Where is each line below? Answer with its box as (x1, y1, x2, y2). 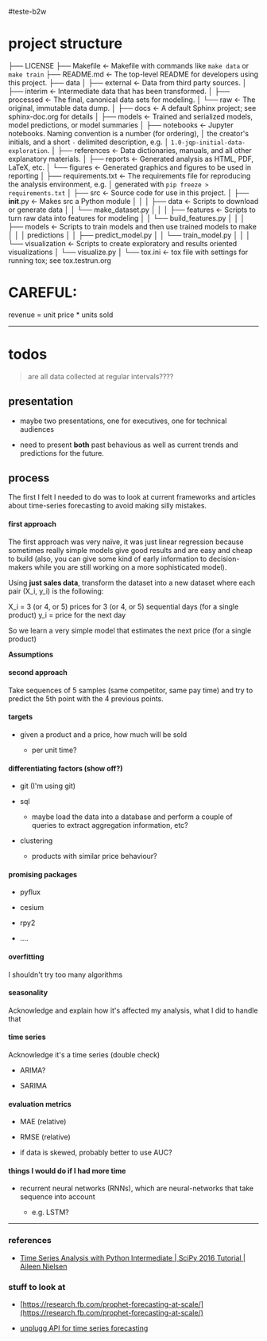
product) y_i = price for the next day (8, 610, 126, 620)
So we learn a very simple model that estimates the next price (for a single (8, 625, 252, 635)
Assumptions (8, 649, 54, 659)
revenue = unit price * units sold (8, 310, 114, 320)
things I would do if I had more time (8, 1166, 126, 1175)
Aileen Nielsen (19, 1261, 68, 1271)
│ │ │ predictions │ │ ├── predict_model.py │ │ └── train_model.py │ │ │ (8, 230, 251, 240)
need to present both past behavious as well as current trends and (19, 440, 238, 449)
